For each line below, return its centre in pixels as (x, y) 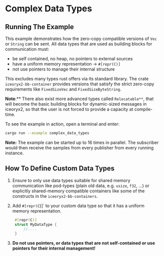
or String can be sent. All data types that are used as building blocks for (79, 44)
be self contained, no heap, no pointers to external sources (72, 59)
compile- (143, 109)
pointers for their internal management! (54, 248)
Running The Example (40, 27)
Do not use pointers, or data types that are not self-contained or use (83, 243)
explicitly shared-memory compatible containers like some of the (78, 191)
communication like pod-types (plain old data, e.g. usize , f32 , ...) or (81, 185)
